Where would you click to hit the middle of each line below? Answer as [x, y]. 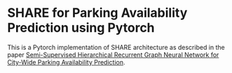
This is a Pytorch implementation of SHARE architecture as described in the [116, 47]
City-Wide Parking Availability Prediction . [66, 62]
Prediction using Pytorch [81, 28]
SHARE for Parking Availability [97, 13]
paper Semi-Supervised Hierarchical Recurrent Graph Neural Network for [113, 55]
